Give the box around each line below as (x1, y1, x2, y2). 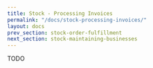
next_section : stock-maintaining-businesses (7, 36, 138, 43)
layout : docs (7, 23, 45, 30)
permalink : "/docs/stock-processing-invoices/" (7, 16, 147, 23)
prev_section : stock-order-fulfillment (7, 29, 123, 36)
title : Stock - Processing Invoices (7, 10, 113, 17)
